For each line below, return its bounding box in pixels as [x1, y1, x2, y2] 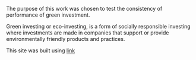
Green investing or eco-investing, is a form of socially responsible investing [6, 23, 191, 30]
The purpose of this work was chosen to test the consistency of [6, 5, 163, 12]
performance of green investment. [6, 11, 90, 18]
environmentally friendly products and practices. [6, 36, 125, 42]
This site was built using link [6, 47, 75, 54]
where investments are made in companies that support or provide [6, 29, 169, 36]
